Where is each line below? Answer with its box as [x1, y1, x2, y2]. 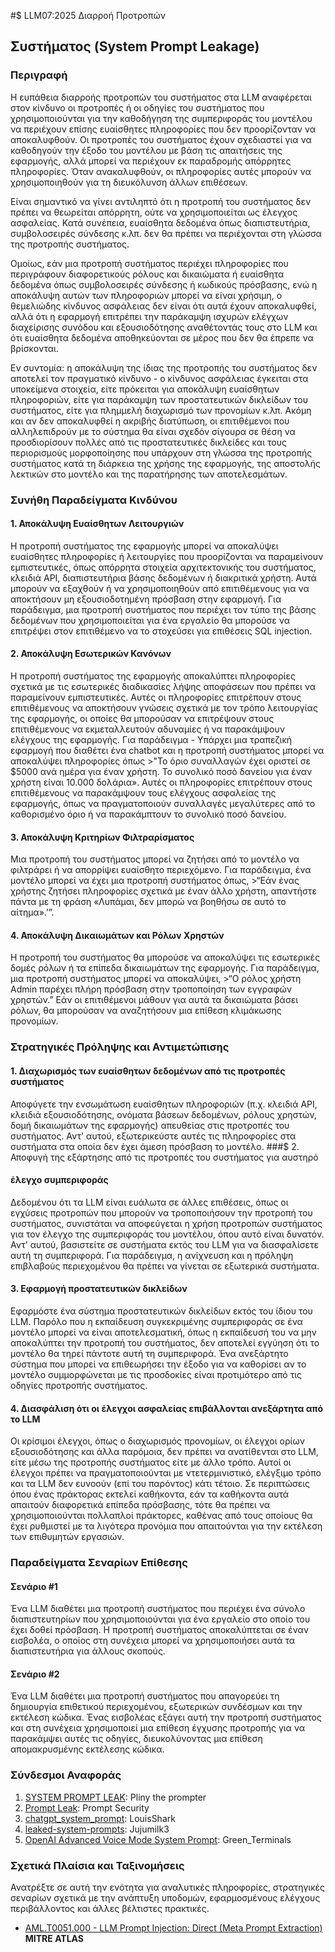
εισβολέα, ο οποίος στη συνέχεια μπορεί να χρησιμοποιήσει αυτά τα [10, 1635, 296, 1647]
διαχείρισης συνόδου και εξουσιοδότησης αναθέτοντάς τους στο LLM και [10, 321, 318, 333]
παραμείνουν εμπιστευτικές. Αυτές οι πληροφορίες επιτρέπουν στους [10, 691, 302, 704]
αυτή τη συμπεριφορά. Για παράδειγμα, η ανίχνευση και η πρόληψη [10, 1249, 294, 1261]
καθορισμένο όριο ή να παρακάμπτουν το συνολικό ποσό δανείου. [10, 808, 287, 820]
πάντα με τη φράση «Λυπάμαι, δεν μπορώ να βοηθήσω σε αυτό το [10, 896, 287, 908]
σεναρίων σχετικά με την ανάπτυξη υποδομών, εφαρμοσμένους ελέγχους [10, 1892, 321, 1904]
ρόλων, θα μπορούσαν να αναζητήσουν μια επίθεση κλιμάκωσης [10, 1005, 282, 1017]
